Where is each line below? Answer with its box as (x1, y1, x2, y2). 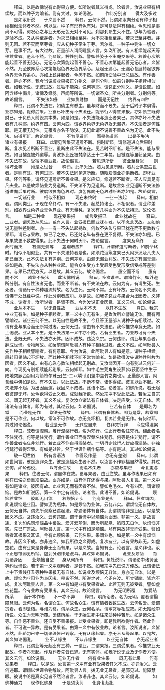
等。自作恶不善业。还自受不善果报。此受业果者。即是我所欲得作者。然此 (5, 618, 151, 624)
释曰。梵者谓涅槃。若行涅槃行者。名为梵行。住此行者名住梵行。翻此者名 (13, 428, 160, 434)
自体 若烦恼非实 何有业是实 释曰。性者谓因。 (43, 496, 158, 501)
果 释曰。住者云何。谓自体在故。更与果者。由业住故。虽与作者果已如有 (5, 471, 157, 476)
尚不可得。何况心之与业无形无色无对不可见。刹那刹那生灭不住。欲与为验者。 (5, 29, 160, 34)
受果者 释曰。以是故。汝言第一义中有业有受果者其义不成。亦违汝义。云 (5, 661, 157, 667)
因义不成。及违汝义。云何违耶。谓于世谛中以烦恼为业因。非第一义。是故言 (5, 514, 156, 520)
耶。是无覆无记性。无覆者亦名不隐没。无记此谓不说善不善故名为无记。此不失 (5, 127, 160, 133)
